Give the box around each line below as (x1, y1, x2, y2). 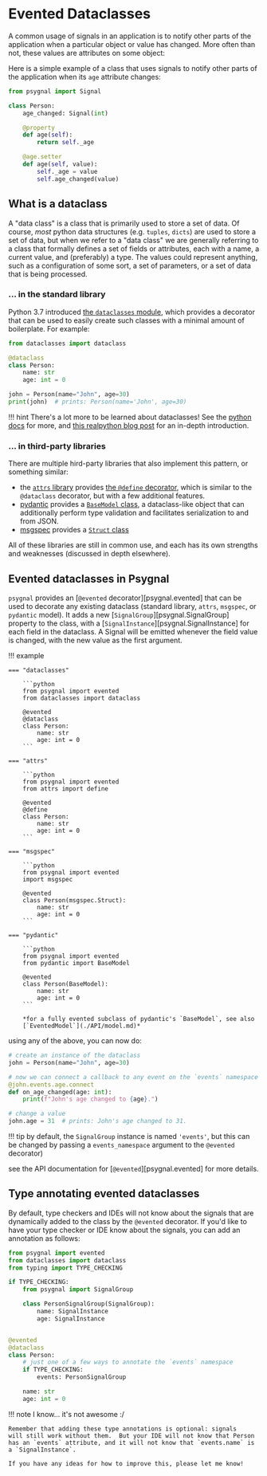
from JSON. (19, 516, 59, 526)
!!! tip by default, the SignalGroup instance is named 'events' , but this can (8, 1132, 250, 1141)
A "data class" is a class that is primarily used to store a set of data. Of (8, 218, 240, 228)
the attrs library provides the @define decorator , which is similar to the (19, 483, 253, 493)
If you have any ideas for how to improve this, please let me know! (8, 1459, 245, 1467)
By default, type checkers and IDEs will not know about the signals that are (8, 1208, 254, 1218)
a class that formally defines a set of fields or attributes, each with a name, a (8, 244, 260, 253)
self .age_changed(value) (37, 175, 120, 183)
